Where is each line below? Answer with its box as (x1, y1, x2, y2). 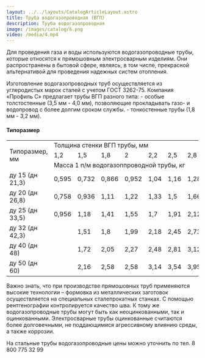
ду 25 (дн (9, 206, 38, 215)
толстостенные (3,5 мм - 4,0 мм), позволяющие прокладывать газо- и (6, 99, 190, 107)
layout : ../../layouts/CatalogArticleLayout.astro (6, 9, 138, 15)
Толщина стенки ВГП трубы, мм (54, 141, 148, 150)
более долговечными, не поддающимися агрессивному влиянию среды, (6, 321, 198, 329)
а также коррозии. (6, 328, 55, 335)
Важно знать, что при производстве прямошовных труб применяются (6, 282, 190, 289)
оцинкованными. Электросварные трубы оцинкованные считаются (6, 315, 182, 322)
